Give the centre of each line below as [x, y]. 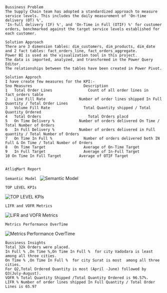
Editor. [13, 64]
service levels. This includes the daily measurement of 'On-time [76, 16]
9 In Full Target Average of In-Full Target [72, 151]
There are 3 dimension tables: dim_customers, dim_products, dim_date [80, 46]
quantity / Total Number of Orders [42, 134]
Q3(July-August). [23, 273]
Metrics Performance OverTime [37, 224]
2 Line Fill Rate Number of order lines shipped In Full [84, 99]
